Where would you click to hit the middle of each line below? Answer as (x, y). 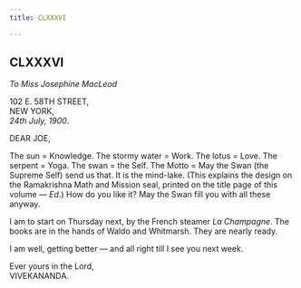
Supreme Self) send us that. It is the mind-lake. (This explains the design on (151, 175)
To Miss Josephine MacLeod (63, 84)
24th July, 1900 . (39, 121)
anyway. (25, 204)
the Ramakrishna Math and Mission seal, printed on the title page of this (144, 185)
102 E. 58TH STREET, (49, 101)
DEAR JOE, (30, 139)
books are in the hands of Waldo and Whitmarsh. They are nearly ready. (144, 231)
